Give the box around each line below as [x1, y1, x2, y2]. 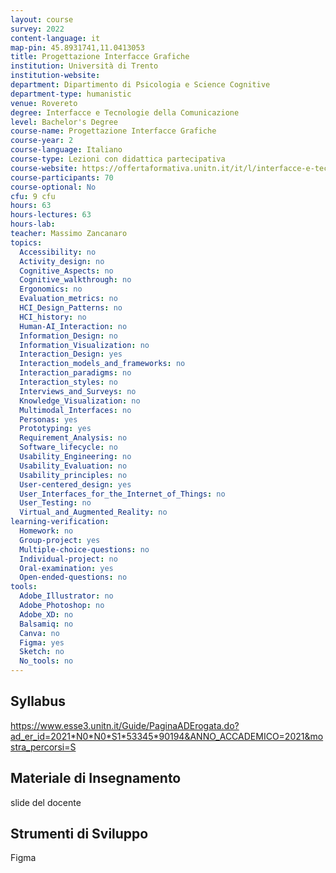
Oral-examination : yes [19, 563, 114, 573]
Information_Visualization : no [19, 340, 150, 350]
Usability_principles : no [19, 470, 128, 480]
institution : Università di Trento [10, 61, 159, 71]
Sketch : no [19, 647, 65, 657]
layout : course [10, 14, 74, 25]
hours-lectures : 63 [10, 210, 92, 220]
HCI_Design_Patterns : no [19, 303, 123, 313]
